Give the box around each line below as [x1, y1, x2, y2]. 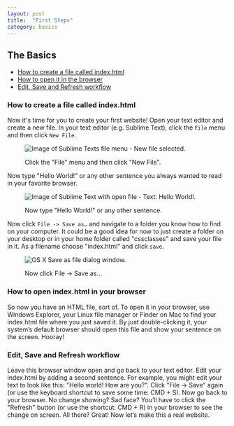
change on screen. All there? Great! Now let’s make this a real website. [7, 411, 210, 419]
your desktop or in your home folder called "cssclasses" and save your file [7, 235, 222, 243]
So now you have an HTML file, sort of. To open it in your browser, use [7, 303, 210, 311]
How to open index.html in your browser [7, 287, 147, 296]
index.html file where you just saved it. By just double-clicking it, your [7, 317, 207, 326]
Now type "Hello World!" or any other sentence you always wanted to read [7, 172, 222, 180]
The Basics [7, 49, 57, 61]
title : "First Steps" [7, 17, 73, 24]
